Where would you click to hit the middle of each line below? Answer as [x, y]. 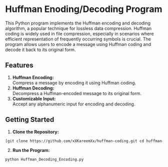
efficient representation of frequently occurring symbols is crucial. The [78, 39]
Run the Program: [31, 150]
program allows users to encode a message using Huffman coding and [78, 44]
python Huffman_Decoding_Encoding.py [44, 159]
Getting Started [30, 120]
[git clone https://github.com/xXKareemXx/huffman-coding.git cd [74, 141]
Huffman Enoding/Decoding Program [84, 9]
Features [19, 65]
